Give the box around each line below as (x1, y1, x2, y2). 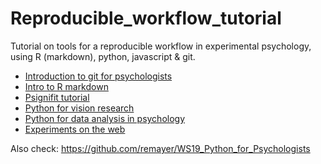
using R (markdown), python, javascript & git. (10, 50, 196, 62)
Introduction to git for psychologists (24, 70, 173, 82)
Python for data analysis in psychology (24, 112, 186, 124)
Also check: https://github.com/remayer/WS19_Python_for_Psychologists (10, 142, 311, 154)
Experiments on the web (24, 123, 126, 135)
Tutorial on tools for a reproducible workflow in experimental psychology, (10, 40, 312, 52)
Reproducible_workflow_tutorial (10, 7, 282, 30)
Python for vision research (24, 102, 135, 114)
